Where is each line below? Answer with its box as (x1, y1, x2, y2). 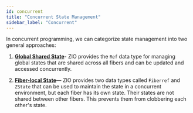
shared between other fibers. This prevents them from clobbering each (14, 95, 187, 102)
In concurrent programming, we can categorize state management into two (6, 36, 188, 43)
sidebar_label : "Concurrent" (6, 19, 77, 25)
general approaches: (6, 42, 56, 49)
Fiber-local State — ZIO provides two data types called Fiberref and (14, 77, 181, 84)
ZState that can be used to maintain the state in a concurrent (14, 83, 162, 90)
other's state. (14, 102, 47, 109)
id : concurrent (6, 8, 43, 15)
